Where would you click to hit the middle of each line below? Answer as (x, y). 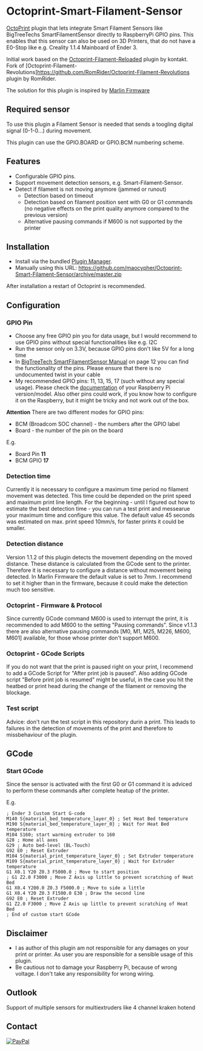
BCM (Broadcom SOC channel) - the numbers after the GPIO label (97, 424)
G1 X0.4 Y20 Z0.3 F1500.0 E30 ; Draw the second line (76, 894)
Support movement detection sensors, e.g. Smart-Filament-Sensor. (99, 182)
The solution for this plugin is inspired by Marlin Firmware (78, 90)
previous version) (46, 215)
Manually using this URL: (46, 268)
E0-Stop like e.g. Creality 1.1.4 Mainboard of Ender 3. (72, 47)
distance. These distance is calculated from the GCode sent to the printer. (98, 563)
